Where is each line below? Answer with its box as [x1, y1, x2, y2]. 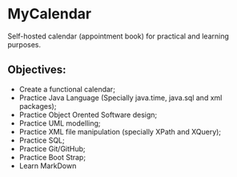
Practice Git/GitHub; [18, 143, 86, 153]
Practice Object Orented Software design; [18, 110, 158, 119]
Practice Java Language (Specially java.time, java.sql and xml [18, 93, 223, 103]
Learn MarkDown [18, 161, 77, 171]
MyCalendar [7, 5, 92, 23]
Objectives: [7, 63, 66, 77]
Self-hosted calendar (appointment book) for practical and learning [7, 31, 230, 41]
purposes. [7, 39, 42, 49]
